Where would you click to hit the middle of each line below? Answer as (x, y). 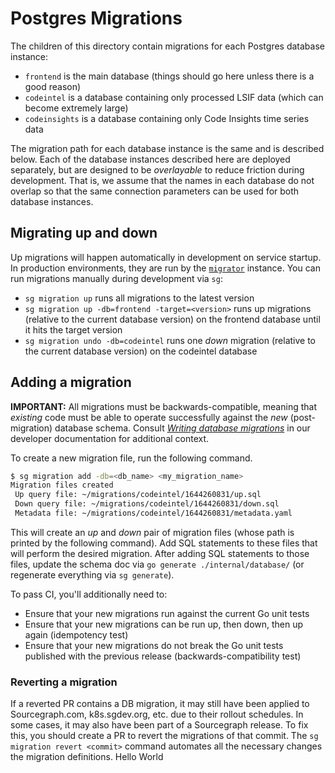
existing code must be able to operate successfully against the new (149, 417)
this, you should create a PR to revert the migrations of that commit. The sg (164, 736)
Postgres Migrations (96, 18)
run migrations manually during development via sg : (116, 278)
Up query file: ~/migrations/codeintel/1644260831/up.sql (138, 495)
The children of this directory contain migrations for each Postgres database (167, 46)
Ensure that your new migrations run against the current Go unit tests (167, 613)
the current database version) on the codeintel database (141, 351)
